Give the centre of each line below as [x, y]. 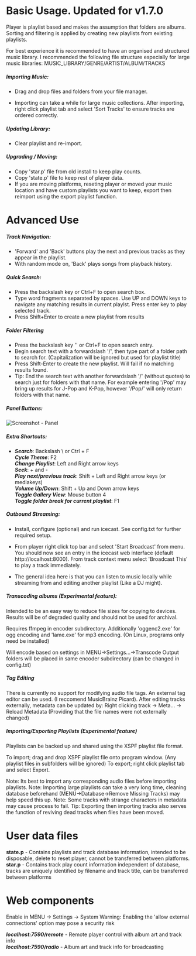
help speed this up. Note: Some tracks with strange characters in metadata [97, 800]
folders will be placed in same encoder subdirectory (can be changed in [93, 658]
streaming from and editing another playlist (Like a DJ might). [88, 582]
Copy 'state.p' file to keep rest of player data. [69, 177]
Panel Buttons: [24, 408]
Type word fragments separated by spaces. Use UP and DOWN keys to [101, 298]
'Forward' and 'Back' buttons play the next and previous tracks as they [100, 251]
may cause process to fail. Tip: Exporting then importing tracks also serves [96, 806]
